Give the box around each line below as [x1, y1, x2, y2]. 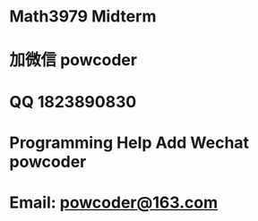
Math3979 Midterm [9, 6, 157, 27]
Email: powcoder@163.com [9, 192, 218, 212]
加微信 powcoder [9, 50, 137, 71]
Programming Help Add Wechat [9, 132, 249, 153]
